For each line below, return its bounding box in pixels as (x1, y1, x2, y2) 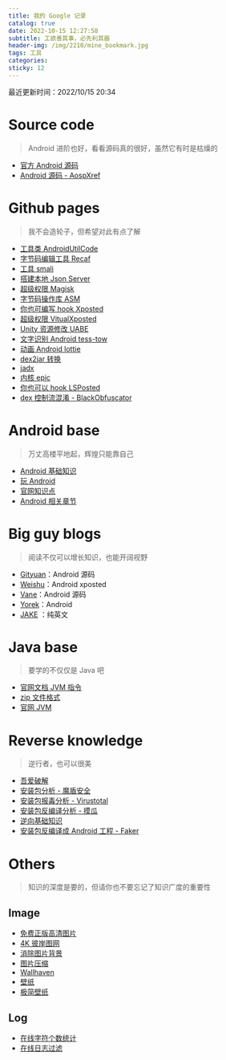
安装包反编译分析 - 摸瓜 (19, 806, 99, 816)
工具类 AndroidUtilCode (19, 243, 99, 253)
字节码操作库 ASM (19, 294, 81, 304)
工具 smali (19, 263, 54, 273)
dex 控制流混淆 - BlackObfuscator (19, 393, 132, 402)
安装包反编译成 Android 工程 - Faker (19, 826, 139, 836)
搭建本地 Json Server (19, 274, 91, 283)
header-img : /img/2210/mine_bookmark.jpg (8, 42, 149, 50)
